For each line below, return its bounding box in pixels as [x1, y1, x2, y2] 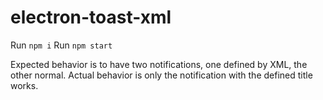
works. [10, 79, 39, 91]
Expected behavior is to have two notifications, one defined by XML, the [10, 58, 308, 70]
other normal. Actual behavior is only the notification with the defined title [10, 69, 313, 81]
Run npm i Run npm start [10, 39, 113, 51]
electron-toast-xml [10, 6, 172, 29]
